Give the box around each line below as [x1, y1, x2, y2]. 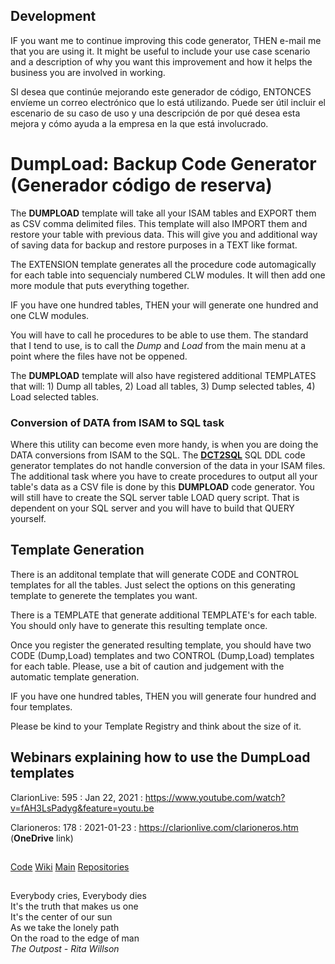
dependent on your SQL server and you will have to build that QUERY [10, 502, 295, 514]
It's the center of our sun [10, 911, 113, 923]
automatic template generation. [10, 670, 140, 683]
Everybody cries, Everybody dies [10, 890, 147, 902]
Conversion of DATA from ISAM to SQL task [10, 415, 225, 429]
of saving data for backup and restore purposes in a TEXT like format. [10, 239, 298, 251]
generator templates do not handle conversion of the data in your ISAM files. [10, 460, 326, 472]
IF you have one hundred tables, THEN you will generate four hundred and [10, 690, 317, 702]
